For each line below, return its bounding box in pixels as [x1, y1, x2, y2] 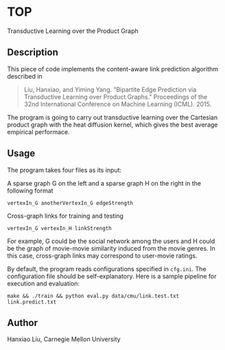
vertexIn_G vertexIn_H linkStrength [7, 225, 112, 232]
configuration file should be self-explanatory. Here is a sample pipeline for [7, 272, 217, 280]
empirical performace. [7, 127, 70, 136]
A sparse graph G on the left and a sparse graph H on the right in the [7, 179, 201, 187]
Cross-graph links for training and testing [7, 212, 123, 220]
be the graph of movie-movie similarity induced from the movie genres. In [7, 244, 216, 252]
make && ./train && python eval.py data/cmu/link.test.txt [7, 292, 180, 299]
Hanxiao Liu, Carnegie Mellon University [7, 335, 121, 343]
